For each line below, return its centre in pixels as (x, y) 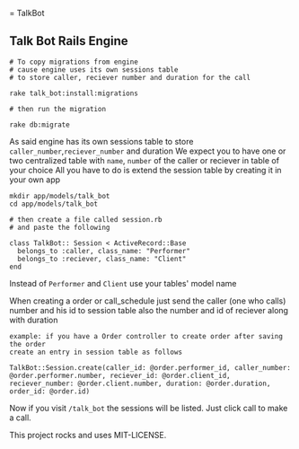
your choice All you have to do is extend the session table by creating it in (145, 170)
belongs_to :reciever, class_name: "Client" (102, 259)
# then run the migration (57, 109)
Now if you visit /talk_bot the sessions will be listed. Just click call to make (149, 408)
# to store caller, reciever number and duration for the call (130, 77)
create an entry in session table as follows (96, 352)
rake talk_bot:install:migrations (74, 93)
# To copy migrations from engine (74, 62)
